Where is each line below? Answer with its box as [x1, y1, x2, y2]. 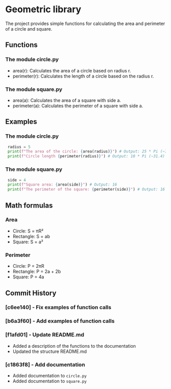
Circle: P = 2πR [12, 263, 45, 269]
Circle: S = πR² [12, 228, 44, 234]
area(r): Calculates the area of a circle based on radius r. [12, 67, 131, 73]
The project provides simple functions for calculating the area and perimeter [5, 20, 165, 27]
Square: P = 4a [12, 274, 44, 280]
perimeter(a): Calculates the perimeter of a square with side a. [12, 102, 144, 109]
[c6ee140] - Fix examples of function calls [5, 304, 111, 311]
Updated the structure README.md [12, 348, 87, 354]
